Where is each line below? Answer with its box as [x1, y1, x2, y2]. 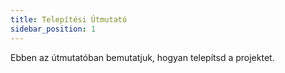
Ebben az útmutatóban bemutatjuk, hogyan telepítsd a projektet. [10, 51, 275, 63]
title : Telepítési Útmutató [10, 14, 128, 25]
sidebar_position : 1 [10, 24, 97, 34]
